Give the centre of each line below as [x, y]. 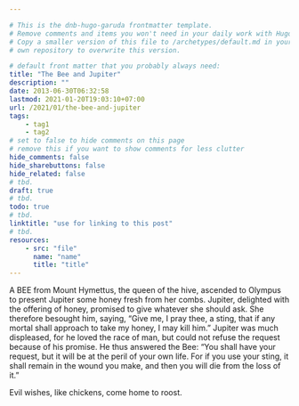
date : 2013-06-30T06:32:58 [59, 91]
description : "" [39, 83]
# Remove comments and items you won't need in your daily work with [141, 33]
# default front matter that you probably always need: [115, 66]
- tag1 [37, 124]
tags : [19, 116]
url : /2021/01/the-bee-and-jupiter [75, 108]
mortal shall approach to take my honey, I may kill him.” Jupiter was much [144, 328]
